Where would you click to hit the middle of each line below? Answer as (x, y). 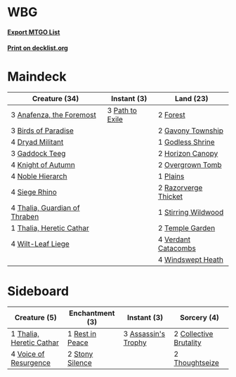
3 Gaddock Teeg (38, 154)
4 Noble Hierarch (39, 176)
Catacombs (177, 249)
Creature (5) (36, 318)
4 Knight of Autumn (43, 165)
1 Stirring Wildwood (191, 213)
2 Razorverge (180, 188)
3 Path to (122, 111)
